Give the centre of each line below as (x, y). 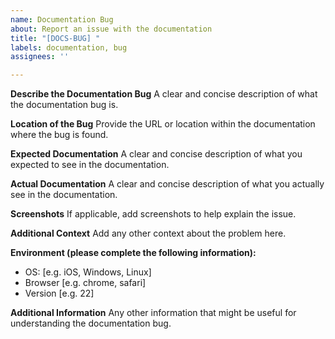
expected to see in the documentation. (90, 165)
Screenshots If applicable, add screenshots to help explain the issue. (153, 214)
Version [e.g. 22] (59, 293)
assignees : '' (40, 57)
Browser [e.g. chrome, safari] (85, 283)
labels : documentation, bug (69, 47)
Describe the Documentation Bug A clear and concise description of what (164, 94)
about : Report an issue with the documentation (111, 29)
